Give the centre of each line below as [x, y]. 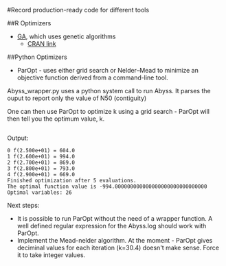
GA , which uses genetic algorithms [66, 36]
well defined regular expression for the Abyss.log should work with [112, 226]
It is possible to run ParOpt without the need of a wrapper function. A [115, 218]
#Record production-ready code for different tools [78, 10]
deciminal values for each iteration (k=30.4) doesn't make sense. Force [118, 247]
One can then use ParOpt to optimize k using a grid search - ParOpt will [108, 111]
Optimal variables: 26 [39, 193]
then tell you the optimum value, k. [56, 119]
